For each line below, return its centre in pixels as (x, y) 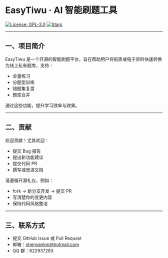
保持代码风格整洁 (30, 203)
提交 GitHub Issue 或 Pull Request (47, 238)
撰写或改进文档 (28, 169)
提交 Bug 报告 (26, 151)
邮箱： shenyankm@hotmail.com (45, 244)
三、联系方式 (25, 225)
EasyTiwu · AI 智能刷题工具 (61, 10)
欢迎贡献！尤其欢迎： (27, 140)
